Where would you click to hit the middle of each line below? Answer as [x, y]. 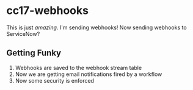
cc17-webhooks [47, 11]
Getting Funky [34, 53]
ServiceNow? [23, 33]
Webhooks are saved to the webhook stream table [78, 67]
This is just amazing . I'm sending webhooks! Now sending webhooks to [97, 27]
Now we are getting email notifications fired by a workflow [89, 74]
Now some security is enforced [55, 80]
